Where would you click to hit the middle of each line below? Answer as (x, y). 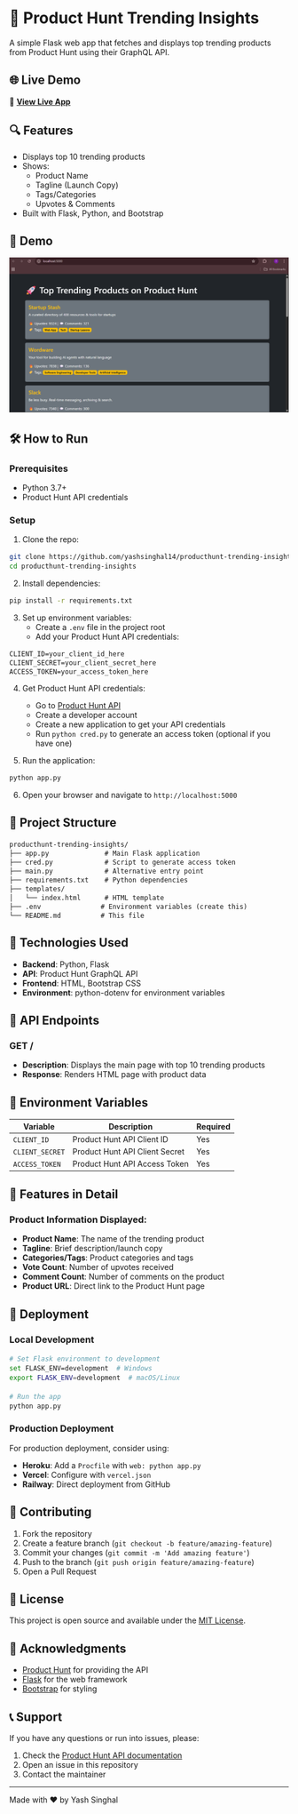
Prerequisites (39, 468)
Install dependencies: (61, 583)
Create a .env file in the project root (100, 627)
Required (213, 1126)
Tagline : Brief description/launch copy (92, 1249)
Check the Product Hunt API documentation (102, 1755)
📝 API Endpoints (55, 1020)
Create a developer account (86, 715)
